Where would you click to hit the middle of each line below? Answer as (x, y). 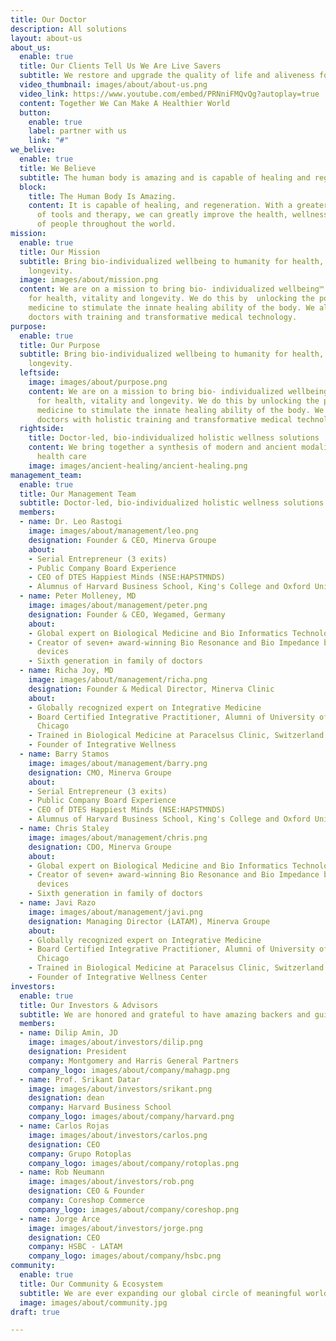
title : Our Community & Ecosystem (91, 1284)
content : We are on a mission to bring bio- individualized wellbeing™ (172, 289)
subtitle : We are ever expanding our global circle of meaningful (160, 1293)
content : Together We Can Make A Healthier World (124, 103)
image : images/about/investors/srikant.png (120, 1089)
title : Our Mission (60, 252)
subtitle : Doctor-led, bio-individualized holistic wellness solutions (172, 503)
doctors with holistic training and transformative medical (164, 419)
